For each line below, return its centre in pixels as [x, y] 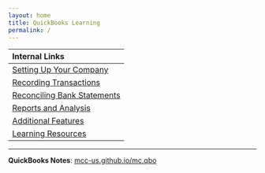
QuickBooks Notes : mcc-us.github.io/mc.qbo [82, 160]
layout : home [30, 15]
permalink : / [30, 30]
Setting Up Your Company [60, 70]
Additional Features [48, 121]
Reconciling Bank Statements [66, 95]
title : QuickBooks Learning [54, 23]
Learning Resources [49, 134]
